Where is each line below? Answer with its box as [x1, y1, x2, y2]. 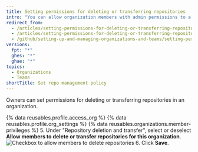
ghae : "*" [11, 58, 35, 64]
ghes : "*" [11, 53, 35, 59]
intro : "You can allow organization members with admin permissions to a [6, 14, 192, 20]
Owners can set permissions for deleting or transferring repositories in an [6, 96, 184, 104]
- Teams [11, 75, 31, 80]
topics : [6, 63, 25, 70]
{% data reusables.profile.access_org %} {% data [6, 114, 127, 121]
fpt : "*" [11, 47, 33, 53]
